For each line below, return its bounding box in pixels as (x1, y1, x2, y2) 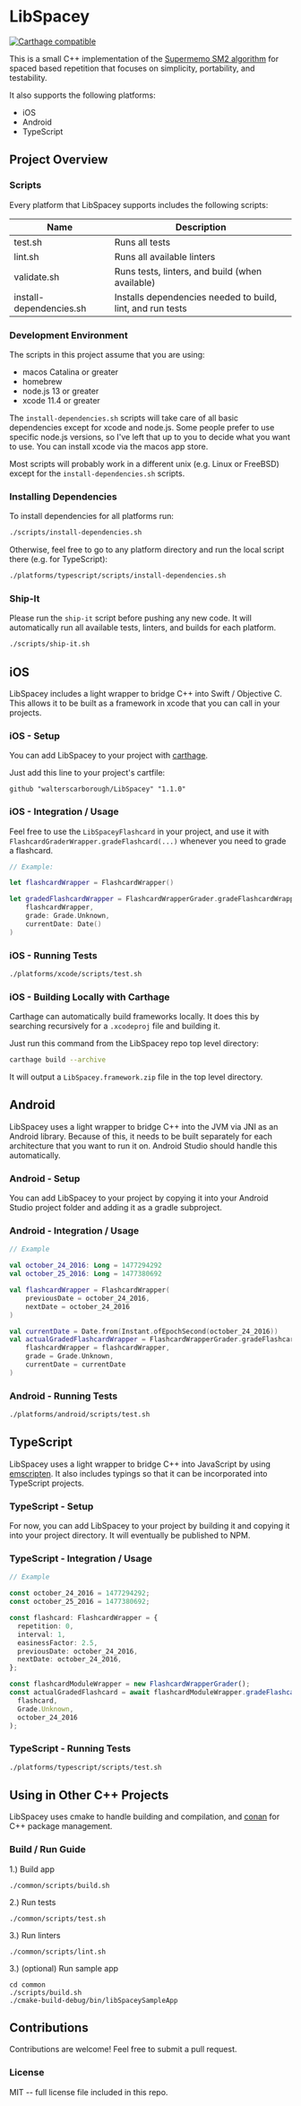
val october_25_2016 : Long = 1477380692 (9, 1270, 163, 1278)
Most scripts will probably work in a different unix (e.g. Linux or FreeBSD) (9, 458, 279, 469)
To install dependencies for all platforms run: (9, 511, 175, 522)
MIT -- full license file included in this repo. (9, 2086, 168, 2097)
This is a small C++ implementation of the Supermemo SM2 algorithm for (9, 53, 279, 64)
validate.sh (13, 271, 60, 283)
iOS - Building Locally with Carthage (9, 991, 170, 1003)
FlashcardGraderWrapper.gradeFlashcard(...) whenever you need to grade (9, 836, 287, 846)
